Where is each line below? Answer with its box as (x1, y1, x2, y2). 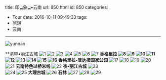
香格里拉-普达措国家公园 (58, 57, 108, 63)
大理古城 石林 (28, 70, 67, 75)
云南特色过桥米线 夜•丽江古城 (15, 63, 87, 69)
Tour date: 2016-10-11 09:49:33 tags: (12, 14, 88, 20)
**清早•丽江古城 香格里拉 (5, 51, 118, 57)
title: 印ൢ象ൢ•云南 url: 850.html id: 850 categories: (5, 4, 108, 10)
